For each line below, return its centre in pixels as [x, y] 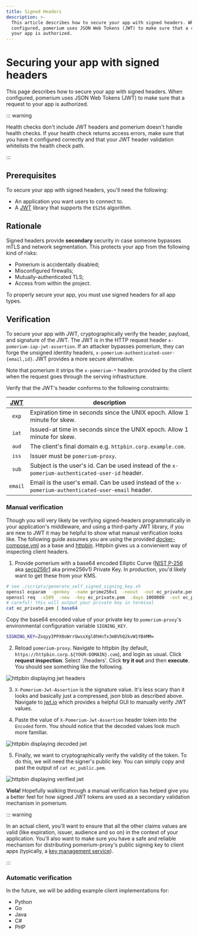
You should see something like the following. [69, 667]
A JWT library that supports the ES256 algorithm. [73, 208]
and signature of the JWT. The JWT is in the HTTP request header [87, 340]
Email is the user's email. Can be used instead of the [102, 483]
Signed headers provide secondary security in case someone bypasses [94, 240]
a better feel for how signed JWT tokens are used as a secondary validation [98, 797]
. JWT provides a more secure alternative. [83, 359]
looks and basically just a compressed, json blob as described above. [99, 696]
